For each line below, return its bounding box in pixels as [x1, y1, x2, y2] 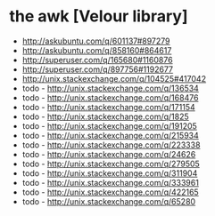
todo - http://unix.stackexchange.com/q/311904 [21, 167, 198, 179]
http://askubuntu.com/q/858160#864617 [21, 44, 172, 55]
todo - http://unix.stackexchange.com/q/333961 [21, 177, 199, 188]
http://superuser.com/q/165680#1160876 [21, 54, 173, 65]
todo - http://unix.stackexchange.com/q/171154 [21, 101, 195, 112]
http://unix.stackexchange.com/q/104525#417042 [21, 73, 207, 84]
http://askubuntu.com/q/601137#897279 [21, 36, 171, 46]
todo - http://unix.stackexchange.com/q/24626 [21, 148, 196, 159]
